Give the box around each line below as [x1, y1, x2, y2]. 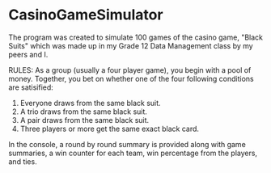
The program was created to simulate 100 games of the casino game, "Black [8, 32, 263, 42]
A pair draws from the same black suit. [19, 115, 150, 124]
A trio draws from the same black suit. [19, 107, 148, 116]
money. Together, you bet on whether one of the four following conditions [8, 74, 254, 83]
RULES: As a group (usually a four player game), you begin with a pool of [8, 65, 252, 74]
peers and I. [8, 49, 49, 59]
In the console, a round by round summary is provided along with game [8, 139, 247, 149]
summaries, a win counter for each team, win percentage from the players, [8, 148, 257, 158]
